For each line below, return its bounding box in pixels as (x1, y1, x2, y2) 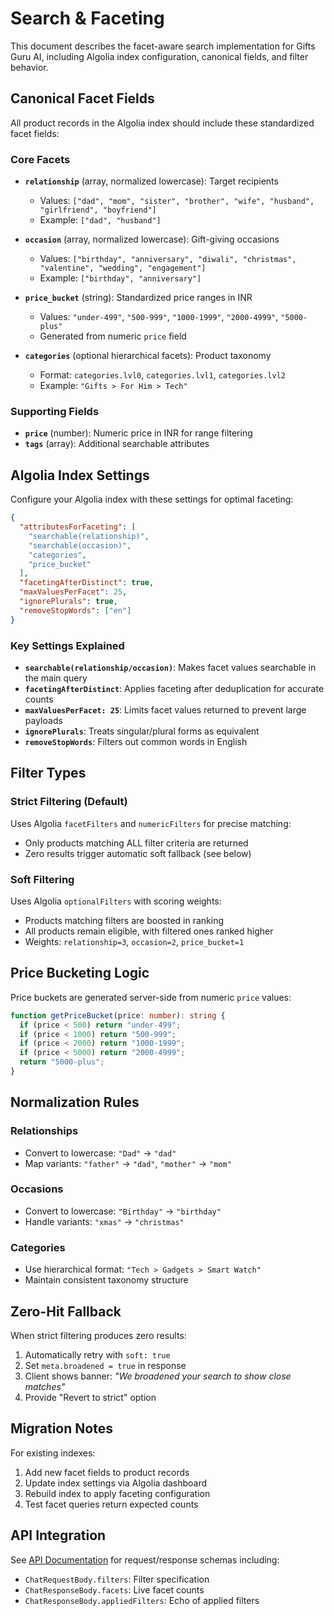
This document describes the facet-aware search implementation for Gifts (10, 40, 316, 52)
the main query (24, 672, 88, 684)
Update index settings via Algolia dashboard (24, 1477, 208, 1489)
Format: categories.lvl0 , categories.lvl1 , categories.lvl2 (39, 369, 287, 381)
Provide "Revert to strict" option (24, 1391, 157, 1403)
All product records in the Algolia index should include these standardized (10, 117, 315, 129)
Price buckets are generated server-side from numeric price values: (10, 991, 292, 1003)
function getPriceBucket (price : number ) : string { (10, 1010, 226, 1021)
